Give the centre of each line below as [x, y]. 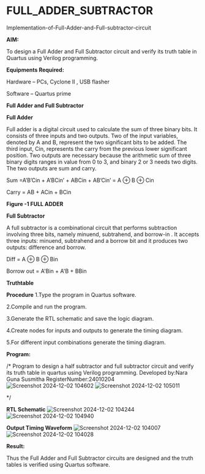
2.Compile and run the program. [47, 307]
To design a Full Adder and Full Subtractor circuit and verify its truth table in [102, 51]
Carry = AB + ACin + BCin [39, 192]
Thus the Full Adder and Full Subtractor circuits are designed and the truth [100, 458]
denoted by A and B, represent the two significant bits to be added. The [97, 142]
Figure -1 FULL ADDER [35, 204]
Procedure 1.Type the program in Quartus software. [71, 294]
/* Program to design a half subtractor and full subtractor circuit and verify [100, 366]
